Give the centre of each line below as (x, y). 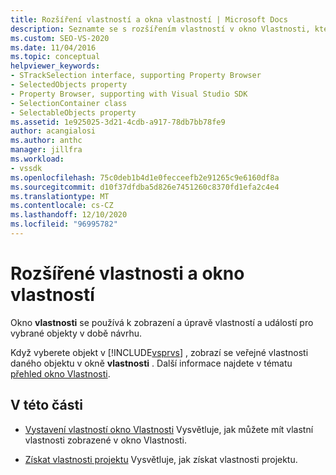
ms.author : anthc (46, 141)
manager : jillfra (46, 150)
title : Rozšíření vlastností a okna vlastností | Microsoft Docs (149, 19)
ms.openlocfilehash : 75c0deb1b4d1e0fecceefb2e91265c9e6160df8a (145, 177)
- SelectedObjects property (69, 85)
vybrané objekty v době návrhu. (76, 333)
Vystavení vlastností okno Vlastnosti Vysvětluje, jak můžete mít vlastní (169, 429)
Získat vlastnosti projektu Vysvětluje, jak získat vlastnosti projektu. (161, 459)
